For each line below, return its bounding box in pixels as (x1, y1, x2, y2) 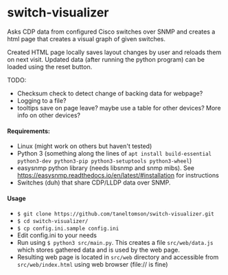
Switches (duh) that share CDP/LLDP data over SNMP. (16, 178, 171, 187)
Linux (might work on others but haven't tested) (16, 142, 152, 150)
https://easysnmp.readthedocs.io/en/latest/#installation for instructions (16, 171, 220, 180)
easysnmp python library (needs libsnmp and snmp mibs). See (16, 164, 194, 172)
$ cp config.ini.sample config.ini (16, 225, 119, 232)
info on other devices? (16, 111, 81, 119)
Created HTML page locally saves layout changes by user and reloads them (7, 48, 222, 56)
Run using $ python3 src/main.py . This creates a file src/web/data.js (16, 239, 214, 247)
